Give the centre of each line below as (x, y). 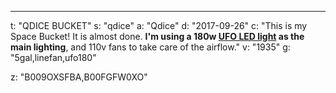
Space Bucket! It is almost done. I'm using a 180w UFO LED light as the (157, 36)
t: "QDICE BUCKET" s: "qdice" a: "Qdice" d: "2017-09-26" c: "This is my (159, 25)
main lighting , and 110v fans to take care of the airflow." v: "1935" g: (150, 47)
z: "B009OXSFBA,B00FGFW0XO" (79, 77)
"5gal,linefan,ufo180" (53, 57)
